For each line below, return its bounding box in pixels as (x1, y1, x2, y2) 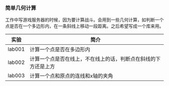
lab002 (8, 59, 25, 66)
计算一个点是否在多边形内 (29, 46, 91, 53)
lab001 (8, 46, 25, 53)
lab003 (8, 72, 25, 79)
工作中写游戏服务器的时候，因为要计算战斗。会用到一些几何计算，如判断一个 (5, 17, 164, 23)
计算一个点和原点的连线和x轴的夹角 (29, 72, 113, 79)
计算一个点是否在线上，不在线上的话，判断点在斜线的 (29, 55, 156, 62)
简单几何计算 (5, 4, 37, 11)
